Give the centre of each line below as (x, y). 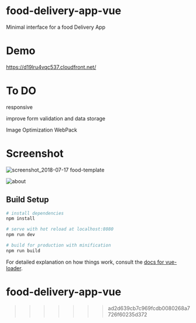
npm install (20, 218)
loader (14, 268)
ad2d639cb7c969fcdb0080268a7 (149, 308)
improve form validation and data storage (56, 118)
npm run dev (20, 235)
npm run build (23, 251)
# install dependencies (35, 213)
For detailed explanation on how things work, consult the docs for (85, 262)
